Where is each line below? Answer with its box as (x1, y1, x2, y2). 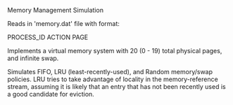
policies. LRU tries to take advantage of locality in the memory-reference (7, 75, 218, 83)
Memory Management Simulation (7, 6, 104, 14)
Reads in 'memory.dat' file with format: (7, 20, 120, 27)
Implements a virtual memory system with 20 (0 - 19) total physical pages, (7, 47, 222, 55)
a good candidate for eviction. (7, 90, 95, 98)
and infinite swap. (7, 54, 59, 62)
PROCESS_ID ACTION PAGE (7, 33, 89, 41)
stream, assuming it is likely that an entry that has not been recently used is (7, 83, 227, 90)
